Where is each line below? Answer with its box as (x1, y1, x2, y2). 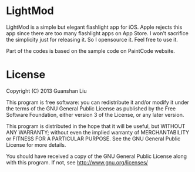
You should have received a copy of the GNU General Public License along (6, 153, 187, 160)
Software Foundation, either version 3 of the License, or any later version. (6, 111, 184, 118)
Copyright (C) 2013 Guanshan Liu (6, 87, 87, 95)
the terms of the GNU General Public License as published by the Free (6, 104, 176, 112)
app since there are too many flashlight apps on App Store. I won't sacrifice (6, 29, 189, 36)
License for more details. (6, 141, 66, 148)
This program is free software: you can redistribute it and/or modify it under (6, 99, 189, 106)
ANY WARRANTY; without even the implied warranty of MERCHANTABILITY (6, 129, 190, 136)
